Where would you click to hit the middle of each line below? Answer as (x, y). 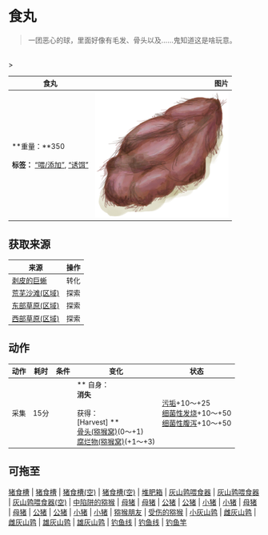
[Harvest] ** (98, 422)
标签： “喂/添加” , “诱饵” (50, 164)
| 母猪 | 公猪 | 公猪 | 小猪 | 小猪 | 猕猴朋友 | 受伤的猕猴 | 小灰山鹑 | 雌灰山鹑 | (132, 512)
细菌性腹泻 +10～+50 (197, 423)
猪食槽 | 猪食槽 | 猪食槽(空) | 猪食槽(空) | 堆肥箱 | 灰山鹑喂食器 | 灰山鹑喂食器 (134, 492)
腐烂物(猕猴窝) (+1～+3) (116, 441)
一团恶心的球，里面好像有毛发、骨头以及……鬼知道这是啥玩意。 (132, 40)
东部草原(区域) (36, 306)
